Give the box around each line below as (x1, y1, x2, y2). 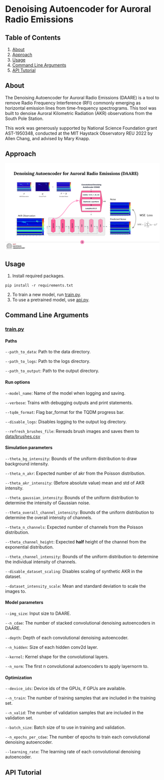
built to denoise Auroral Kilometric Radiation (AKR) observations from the (5, 110, 153, 116)
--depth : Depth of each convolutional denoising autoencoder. (5, 635, 129, 641)
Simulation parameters (5, 445, 53, 451)
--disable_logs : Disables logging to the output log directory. (5, 419, 127, 425)
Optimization (5, 674, 32, 680)
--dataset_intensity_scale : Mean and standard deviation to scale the (5, 583, 146, 589)
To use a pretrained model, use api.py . (12, 296, 90, 303)
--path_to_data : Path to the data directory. (5, 349, 91, 355)
